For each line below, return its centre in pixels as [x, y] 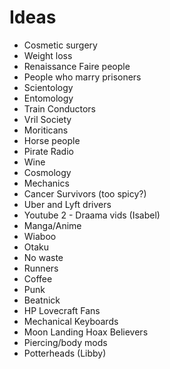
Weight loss [48, 55]
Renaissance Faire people [77, 66]
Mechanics [46, 183]
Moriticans [46, 130]
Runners [41, 268]
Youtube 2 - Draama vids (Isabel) [92, 215]
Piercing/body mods [65, 342]
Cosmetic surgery [60, 45]
